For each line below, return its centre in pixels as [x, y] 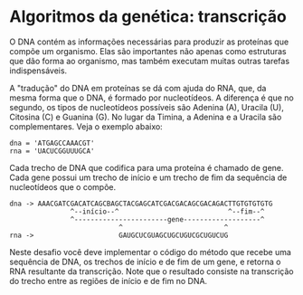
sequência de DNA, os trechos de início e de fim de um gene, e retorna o [145, 262]
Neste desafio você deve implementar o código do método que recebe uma [151, 252]
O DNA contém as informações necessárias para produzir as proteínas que [149, 42]
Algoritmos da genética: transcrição [148, 17]
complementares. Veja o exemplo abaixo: [86, 126]
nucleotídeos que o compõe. [63, 186]
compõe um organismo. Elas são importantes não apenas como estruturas [148, 51]
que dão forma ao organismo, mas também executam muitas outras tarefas [150, 61]
